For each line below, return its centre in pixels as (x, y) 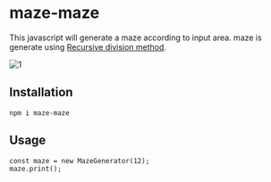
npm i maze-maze (39, 113)
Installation (41, 92)
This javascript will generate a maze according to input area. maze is (135, 37)
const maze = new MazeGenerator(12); (80, 161)
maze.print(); (36, 169)
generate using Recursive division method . (88, 46)
